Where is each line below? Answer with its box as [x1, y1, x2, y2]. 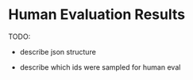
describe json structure [19, 47, 97, 56]
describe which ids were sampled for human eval [19, 62, 181, 72]
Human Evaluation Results [8, 6, 185, 24]
